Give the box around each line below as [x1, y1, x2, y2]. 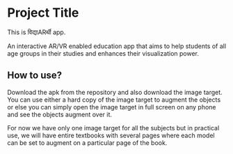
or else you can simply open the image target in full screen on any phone [7, 102, 216, 111]
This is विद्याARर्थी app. [7, 28, 66, 36]
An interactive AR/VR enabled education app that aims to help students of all [7, 42, 227, 50]
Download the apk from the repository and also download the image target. [7, 88, 223, 96]
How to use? [7, 70, 63, 82]
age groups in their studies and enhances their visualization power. [7, 49, 200, 57]
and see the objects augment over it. [7, 110, 113, 118]
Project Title [7, 5, 79, 21]
